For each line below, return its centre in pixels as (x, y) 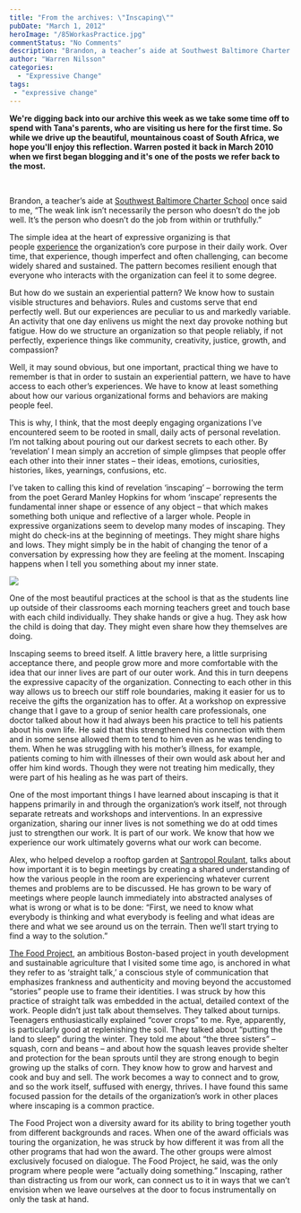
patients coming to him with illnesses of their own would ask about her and (147, 758)
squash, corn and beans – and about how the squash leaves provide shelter (149, 1048)
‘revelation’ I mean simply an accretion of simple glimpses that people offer (148, 451)
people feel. (31, 405)
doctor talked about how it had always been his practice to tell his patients (146, 720)
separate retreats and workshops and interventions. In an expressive (136, 813)
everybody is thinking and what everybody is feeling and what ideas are (142, 916)
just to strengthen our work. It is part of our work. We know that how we (142, 832)
